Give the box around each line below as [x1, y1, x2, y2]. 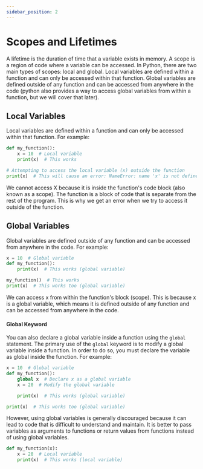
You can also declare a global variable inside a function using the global [6, 334, 186, 341]
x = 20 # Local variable [17, 451, 83, 458]
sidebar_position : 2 [6, 8, 59, 15]
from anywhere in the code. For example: [6, 243, 109, 251]
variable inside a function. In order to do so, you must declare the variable [6, 347, 190, 354]
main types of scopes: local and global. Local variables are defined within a [6, 68, 194, 75]
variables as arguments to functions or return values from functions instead [6, 427, 195, 435]
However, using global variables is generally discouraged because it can [6, 415, 187, 422]
